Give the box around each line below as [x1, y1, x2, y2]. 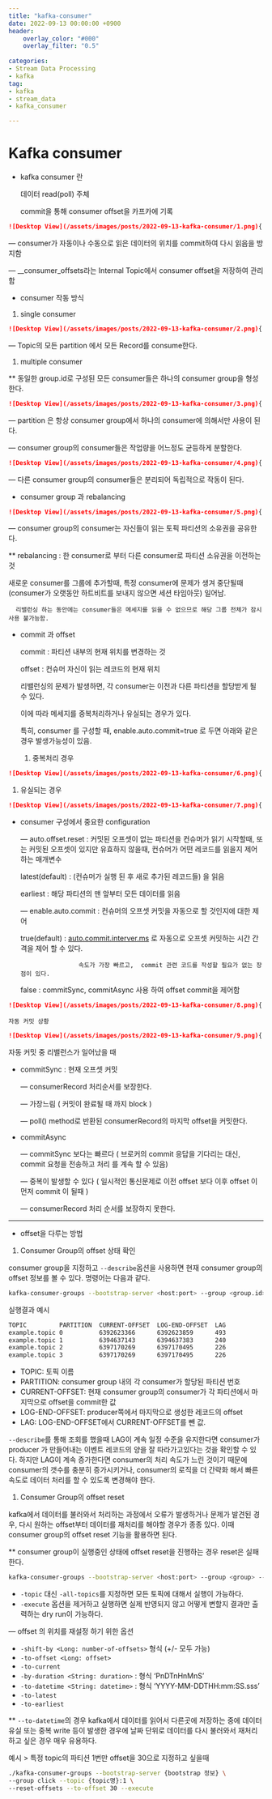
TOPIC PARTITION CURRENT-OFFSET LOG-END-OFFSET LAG [8, 1321, 227, 1329]
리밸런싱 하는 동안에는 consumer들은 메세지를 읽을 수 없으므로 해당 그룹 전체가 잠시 [15, 606, 262, 614]
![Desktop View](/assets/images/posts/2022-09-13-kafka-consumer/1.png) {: [8, 223, 266, 231]
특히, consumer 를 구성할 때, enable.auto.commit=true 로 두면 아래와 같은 [19, 726, 258, 735]
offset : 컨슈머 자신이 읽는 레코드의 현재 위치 [19, 664, 160, 674]
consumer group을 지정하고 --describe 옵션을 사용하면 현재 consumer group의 [8, 1263, 263, 1273]
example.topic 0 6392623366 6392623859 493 [8, 1328, 227, 1336]
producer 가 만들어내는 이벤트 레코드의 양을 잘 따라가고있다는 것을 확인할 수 [8, 1445, 249, 1455]
